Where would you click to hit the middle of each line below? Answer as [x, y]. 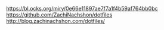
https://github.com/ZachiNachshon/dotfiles [59, 15]
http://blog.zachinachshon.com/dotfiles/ [56, 21]
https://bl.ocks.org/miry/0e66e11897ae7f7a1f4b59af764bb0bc [82, 9]
